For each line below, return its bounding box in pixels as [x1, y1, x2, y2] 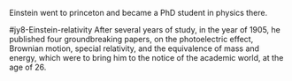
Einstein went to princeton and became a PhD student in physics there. [9, 8, 268, 18]
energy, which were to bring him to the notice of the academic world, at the [9, 53, 284, 63]
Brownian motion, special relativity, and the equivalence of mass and [9, 43, 259, 54]
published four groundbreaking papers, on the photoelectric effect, [9, 34, 254, 44]
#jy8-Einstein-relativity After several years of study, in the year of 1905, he [9, 25, 280, 34]
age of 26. [9, 62, 47, 72]
